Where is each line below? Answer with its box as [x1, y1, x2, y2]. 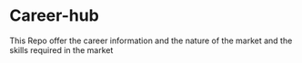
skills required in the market [9, 44, 114, 55]
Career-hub [9, 5, 100, 26]
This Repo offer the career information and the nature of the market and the [9, 35, 293, 46]
